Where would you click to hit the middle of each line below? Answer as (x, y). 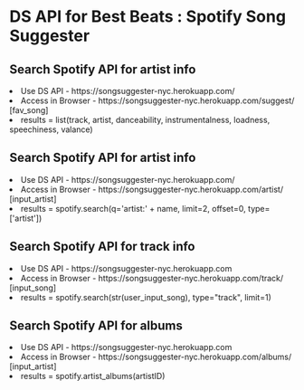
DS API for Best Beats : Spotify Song (148, 17)
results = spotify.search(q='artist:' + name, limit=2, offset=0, (133, 208)
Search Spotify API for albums (96, 326)
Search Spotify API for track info (102, 247)
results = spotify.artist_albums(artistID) (93, 376)
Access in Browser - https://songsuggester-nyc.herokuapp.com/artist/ (152, 189)
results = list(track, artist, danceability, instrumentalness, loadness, (146, 120)
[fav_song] (29, 110)
